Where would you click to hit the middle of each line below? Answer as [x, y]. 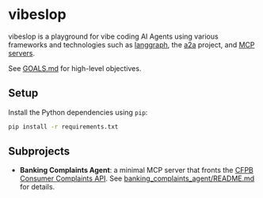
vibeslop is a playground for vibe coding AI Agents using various [114, 36]
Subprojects [39, 151]
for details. [37, 187]
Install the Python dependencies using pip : [78, 112]
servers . [22, 53]
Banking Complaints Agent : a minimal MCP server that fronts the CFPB [136, 170]
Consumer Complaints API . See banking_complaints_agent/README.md [137, 178]
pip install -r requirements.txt [63, 127]
